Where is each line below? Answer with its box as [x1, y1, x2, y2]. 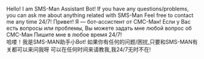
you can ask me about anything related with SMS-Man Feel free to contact [6, 12, 194, 19]
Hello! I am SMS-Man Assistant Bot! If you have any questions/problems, [6, 5, 189, 12]
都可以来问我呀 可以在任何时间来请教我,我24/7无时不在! [11, 46, 151, 53]
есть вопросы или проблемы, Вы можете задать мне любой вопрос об [6, 24, 192, 32]
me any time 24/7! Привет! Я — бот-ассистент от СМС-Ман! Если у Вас [6, 18, 191, 25]
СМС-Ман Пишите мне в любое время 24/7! [6, 31, 122, 38]
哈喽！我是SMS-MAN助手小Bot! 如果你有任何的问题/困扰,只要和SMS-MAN [6, 38, 192, 45]
